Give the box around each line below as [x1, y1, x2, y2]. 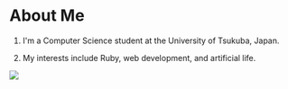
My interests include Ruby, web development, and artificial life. [22, 52, 256, 63]
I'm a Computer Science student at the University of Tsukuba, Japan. [22, 35, 280, 46]
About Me [9, 5, 85, 26]
